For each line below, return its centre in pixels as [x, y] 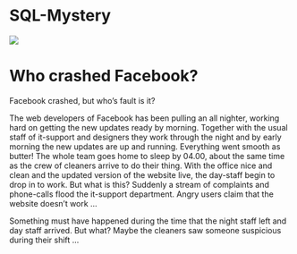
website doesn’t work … [53, 203]
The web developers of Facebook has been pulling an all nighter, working [144, 118]
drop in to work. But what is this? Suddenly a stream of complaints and [140, 184]
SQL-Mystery [60, 16]
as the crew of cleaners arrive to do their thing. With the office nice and [141, 165]
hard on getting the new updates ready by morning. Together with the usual [148, 127]
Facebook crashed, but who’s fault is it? [82, 100]
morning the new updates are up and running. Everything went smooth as [145, 146]
